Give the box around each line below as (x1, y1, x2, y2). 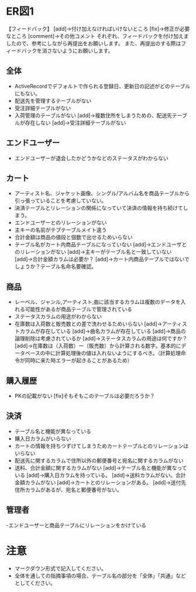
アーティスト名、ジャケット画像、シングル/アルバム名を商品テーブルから (14, 190, 190, 197)
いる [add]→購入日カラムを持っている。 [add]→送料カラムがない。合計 (14, 471, 186, 479)
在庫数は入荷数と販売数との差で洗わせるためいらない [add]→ (14, 321, 163, 328)
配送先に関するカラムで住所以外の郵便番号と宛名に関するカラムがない (14, 457, 184, 464)
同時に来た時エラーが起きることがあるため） (25, 357, 133, 364)
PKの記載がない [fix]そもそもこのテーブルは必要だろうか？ (14, 393, 155, 399)
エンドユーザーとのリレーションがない (14, 219, 107, 226)
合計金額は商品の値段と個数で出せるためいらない (14, 234, 133, 241)
